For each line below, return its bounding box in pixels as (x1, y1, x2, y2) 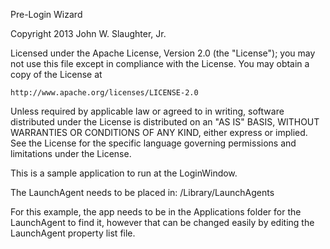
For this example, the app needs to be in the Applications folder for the (10, 206, 302, 218)
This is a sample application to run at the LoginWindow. (10, 167, 238, 179)
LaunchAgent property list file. (10, 227, 136, 239)
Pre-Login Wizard (10, 9, 83, 20)
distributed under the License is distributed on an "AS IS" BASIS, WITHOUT (10, 116, 320, 128)
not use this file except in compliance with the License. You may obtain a (10, 58, 310, 69)
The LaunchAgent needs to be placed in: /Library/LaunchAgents (10, 187, 275, 198)
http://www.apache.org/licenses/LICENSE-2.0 (10, 88, 199, 98)
